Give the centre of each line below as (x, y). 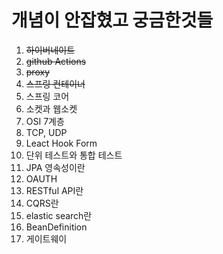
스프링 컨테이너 (55, 83)
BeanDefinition (56, 227)
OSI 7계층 (45, 121)
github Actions (56, 61)
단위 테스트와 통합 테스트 (74, 155)
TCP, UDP (46, 132)
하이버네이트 (50, 50)
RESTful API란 (54, 190)
